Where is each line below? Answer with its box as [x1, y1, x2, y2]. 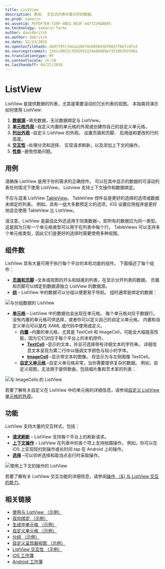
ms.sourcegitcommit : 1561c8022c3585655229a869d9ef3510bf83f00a [5, 48, 138, 53]
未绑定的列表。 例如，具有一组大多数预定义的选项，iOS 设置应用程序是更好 [5, 201, 157, 207]
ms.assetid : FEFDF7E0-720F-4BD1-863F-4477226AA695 [5, 21, 111, 26]
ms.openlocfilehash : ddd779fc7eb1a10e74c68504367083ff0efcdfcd [5, 44, 138, 49]
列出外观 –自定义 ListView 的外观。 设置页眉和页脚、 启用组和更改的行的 [12, 130, 159, 136]
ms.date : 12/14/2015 [5, 40, 48, 45]
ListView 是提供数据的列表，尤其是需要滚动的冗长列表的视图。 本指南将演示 [5, 101, 159, 107]
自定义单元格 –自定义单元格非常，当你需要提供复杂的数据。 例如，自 [19, 360, 159, 366]
